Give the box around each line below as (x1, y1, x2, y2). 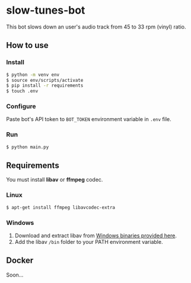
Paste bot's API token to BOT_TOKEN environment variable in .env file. (6, 116, 171, 123)
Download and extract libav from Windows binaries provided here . (14, 232, 177, 239)
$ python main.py (6, 144, 49, 150)
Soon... (6, 271, 24, 278)
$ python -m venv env (6, 72, 60, 78)
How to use (6, 40, 49, 50)
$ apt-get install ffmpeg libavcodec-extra (6, 204, 116, 211)
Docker (6, 256, 34, 266)
